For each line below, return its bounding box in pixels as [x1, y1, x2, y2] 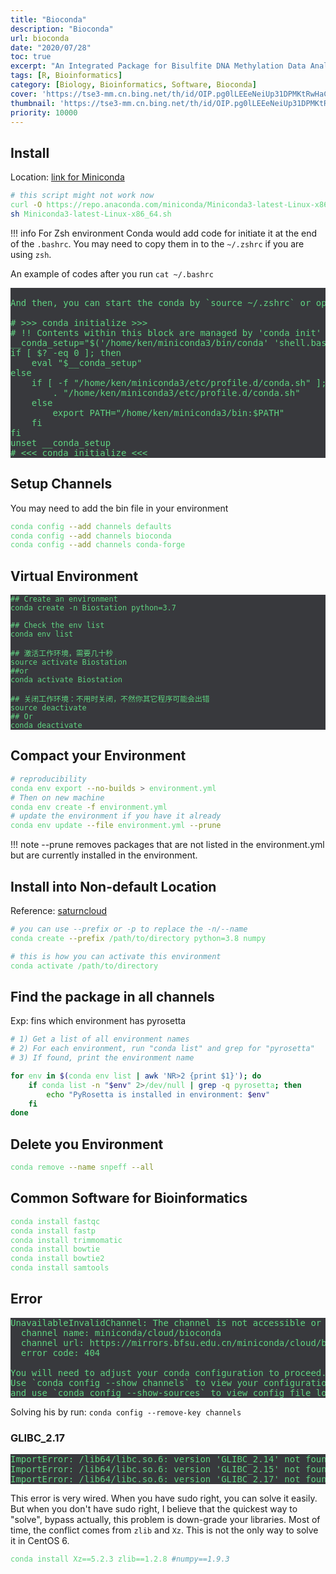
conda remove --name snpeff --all [10, 1162, 155, 1173]
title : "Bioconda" [10, 14, 87, 25]
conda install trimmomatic [10, 1235, 123, 1245]
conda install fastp [10, 1226, 97, 1236]
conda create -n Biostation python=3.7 [10, 603, 177, 613]
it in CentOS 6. [10, 1535, 70, 1547]
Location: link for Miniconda [10, 171, 125, 183]
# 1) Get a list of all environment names [10, 1034, 190, 1045]
